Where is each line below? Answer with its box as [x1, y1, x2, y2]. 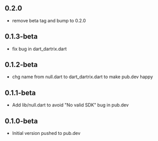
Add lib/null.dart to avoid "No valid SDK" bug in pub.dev [12, 102, 129, 108]
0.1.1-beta [5, 88, 36, 97]
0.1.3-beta [5, 32, 38, 41]
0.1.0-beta [5, 117, 38, 125]
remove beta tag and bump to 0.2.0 [12, 17, 86, 23]
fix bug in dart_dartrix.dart [12, 46, 67, 52]
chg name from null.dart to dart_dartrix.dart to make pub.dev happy [12, 74, 153, 80]
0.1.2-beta [5, 60, 38, 69]
